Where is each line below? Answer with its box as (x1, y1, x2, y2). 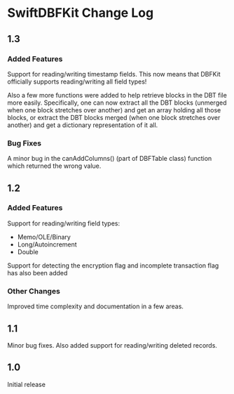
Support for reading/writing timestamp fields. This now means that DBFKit (7, 70, 221, 78)
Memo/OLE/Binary (17, 232, 71, 241)
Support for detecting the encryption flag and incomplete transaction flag (7, 261, 219, 270)
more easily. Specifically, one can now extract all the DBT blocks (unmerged (7, 98, 227, 107)
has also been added (7, 268, 68, 277)
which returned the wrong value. (7, 162, 102, 170)
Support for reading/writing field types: (7, 219, 121, 228)
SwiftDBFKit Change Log (7, 5, 154, 21)
